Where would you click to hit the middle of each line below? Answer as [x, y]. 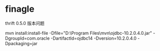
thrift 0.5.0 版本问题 [25, 23]
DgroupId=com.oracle [28, 38]
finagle [20, 9]
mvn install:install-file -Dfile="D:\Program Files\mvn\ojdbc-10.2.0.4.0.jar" [79, 33]
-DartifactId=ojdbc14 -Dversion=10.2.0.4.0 [94, 38]
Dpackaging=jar [21, 43]
